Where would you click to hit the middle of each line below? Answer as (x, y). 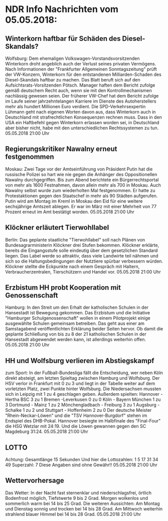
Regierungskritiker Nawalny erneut (61, 149)
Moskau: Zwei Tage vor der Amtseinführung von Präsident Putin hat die (79, 169)
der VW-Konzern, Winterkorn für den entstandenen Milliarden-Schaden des (83, 74)
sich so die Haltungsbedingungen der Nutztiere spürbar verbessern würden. (84, 261)
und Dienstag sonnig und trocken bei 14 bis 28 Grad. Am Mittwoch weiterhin (84, 508)
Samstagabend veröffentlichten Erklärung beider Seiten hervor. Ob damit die (84, 329)
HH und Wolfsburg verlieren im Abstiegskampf (80, 361)
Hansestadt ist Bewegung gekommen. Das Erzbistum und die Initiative (78, 313)
